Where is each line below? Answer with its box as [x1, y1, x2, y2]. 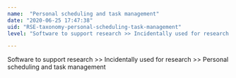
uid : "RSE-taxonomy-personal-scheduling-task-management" [7, 23, 182, 30]
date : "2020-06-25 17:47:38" [7, 17, 93, 24]
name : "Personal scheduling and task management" [7, 10, 160, 18]
